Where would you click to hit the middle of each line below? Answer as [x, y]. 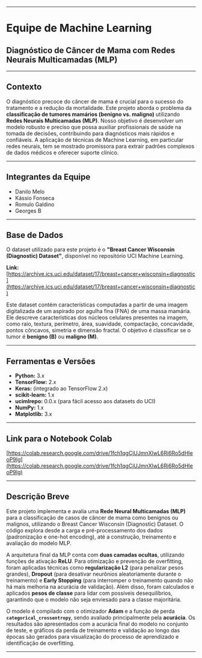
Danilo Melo [30, 191]
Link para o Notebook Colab [59, 438]
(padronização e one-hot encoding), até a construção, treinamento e [91, 537]
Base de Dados [35, 235]
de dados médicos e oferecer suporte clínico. [63, 152]
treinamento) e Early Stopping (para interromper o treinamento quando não [100, 580]
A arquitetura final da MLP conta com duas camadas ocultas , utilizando [95, 555]
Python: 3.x [30, 376]
